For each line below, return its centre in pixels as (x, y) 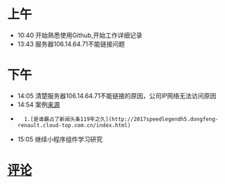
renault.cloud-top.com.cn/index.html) (74, 125)
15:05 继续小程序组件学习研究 (60, 139)
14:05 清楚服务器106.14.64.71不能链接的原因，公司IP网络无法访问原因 (117, 96)
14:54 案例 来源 (39, 104)
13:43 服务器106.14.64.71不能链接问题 (71, 44)
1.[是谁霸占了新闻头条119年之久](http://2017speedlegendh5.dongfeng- (121, 119)
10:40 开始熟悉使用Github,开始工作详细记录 (80, 35)
